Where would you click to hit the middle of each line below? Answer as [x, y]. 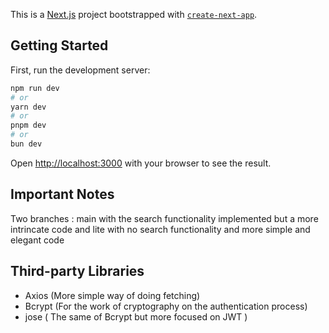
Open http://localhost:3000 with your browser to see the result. [141, 163]
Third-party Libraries [77, 271]
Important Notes [62, 194]
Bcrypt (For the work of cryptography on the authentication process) [166, 306]
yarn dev [28, 107]
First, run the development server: [80, 70]
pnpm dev [28, 125]
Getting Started [59, 45]
